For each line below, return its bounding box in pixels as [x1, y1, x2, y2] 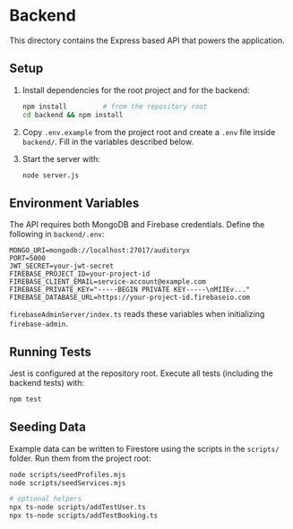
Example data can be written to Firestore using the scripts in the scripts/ [9, 443, 280, 454]
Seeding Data [9, 420, 87, 435]
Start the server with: [22, 153, 100, 164]
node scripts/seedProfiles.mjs [9, 470, 126, 479]
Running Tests [9, 344, 91, 359]
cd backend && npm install [22, 110, 124, 119]
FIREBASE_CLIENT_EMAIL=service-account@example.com [9, 277, 206, 286]
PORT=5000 [9, 254, 47, 263]
